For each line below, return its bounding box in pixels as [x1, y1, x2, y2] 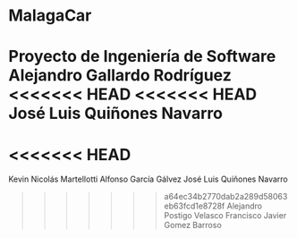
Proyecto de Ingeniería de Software [8, 47, 276, 67]
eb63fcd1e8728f [164, 200, 225, 211]
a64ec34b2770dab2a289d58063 [164, 191, 288, 202]
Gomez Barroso [164, 220, 223, 231]
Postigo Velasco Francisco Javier [164, 210, 287, 221]
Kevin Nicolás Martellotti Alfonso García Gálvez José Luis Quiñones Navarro [8, 174, 288, 184]
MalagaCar [8, 5, 92, 26]
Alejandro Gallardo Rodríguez [8, 65, 232, 86]
